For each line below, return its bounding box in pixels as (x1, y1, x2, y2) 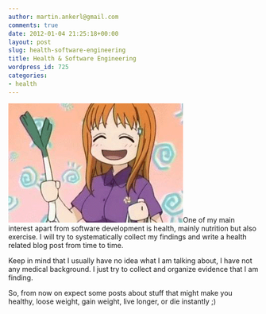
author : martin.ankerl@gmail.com (8, 13, 119, 21)
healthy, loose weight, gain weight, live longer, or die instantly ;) (8, 297, 217, 306)
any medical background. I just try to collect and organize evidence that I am (8, 264, 259, 273)
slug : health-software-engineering (8, 46, 126, 55)
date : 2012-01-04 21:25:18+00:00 (8, 29, 119, 37)
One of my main (183, 215, 236, 224)
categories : (8, 72, 48, 79)
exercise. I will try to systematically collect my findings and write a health (8, 231, 248, 242)
